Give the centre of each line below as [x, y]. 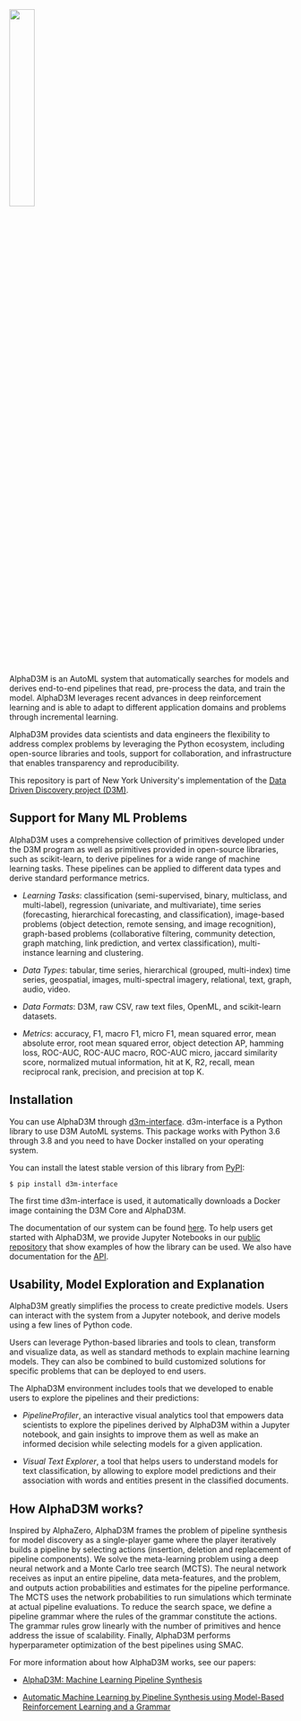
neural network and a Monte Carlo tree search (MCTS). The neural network [148, 1569]
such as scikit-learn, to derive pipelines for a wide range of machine [135, 859]
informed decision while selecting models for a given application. [142, 1444]
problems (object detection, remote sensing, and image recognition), [149, 923]
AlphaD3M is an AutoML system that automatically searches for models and [149, 679]
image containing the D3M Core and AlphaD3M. [98, 1210]
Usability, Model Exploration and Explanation [137, 1285]
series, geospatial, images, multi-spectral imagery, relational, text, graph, [157, 979]
